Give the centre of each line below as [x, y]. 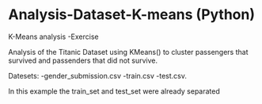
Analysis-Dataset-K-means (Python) [132, 15]
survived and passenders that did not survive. [83, 60]
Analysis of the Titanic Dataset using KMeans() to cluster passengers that [128, 52]
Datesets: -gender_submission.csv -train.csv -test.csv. [98, 75]
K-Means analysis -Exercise [53, 37]
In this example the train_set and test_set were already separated [114, 91]
